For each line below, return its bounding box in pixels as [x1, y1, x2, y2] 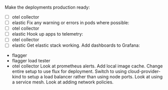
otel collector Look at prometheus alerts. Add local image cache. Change [12, 63, 163, 69]
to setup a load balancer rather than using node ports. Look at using [22, 74, 163, 80]
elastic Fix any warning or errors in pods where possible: [12, 20, 129, 26]
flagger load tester [12, 58, 51, 64]
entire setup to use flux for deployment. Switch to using [12, 68, 127, 74]
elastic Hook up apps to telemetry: [12, 31, 83, 37]
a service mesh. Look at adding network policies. [12, 79, 114, 85]
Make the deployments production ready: [5, 5, 90, 10]
